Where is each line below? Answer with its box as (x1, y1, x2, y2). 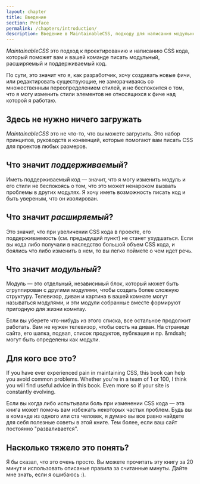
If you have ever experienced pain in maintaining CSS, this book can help (6, 369, 186, 377)
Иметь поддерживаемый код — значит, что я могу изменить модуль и (6, 175, 186, 183)
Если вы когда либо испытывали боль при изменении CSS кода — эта (6, 400, 185, 407)
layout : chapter (6, 8, 46, 15)
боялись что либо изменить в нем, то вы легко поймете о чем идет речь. (6, 247, 193, 254)
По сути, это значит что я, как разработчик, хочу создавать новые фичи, (6, 72, 192, 79)
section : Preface (6, 20, 49, 26)
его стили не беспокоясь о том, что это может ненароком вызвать (6, 182, 177, 189)
